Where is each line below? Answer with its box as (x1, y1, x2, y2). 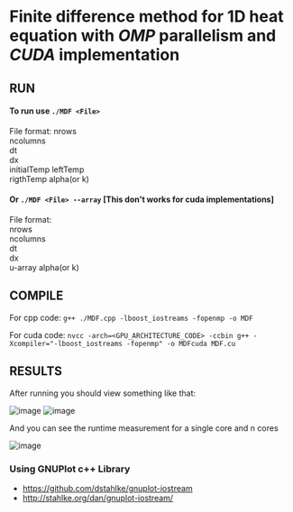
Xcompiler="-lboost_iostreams (9, 339, 124, 348)
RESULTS (9, 363, 63, 379)
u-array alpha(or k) (9, 261, 79, 272)
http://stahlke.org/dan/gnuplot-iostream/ (22, 492, 174, 503)
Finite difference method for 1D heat (9, 6, 284, 27)
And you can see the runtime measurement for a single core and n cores (9, 422, 279, 434)
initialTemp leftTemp (9, 164, 85, 175)
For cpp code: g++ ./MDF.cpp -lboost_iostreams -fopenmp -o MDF (9, 312, 253, 323)
